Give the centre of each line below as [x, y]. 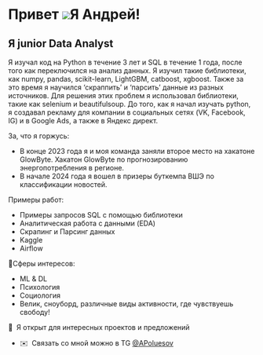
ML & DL [33, 279]
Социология [40, 295]
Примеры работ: [36, 199]
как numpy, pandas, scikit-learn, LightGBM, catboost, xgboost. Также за [126, 79]
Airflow [31, 248]
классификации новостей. [63, 185]
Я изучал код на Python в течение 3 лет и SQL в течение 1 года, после [125, 62]
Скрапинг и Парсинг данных [67, 232]
